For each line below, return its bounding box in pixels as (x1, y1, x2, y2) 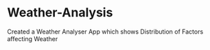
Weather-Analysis (7, 5, 113, 21)
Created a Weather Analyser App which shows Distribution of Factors (7, 27, 204, 36)
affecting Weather (7, 34, 58, 42)
